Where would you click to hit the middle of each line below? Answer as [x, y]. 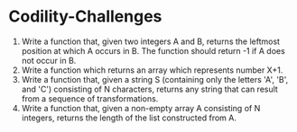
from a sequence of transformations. [90, 98]
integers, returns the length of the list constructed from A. [129, 118]
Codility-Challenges [85, 17]
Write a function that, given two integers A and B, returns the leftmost [151, 41]
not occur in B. [49, 60]
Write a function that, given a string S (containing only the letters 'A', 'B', [155, 79]
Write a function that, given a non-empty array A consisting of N [141, 108]
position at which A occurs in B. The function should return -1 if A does [153, 50]
